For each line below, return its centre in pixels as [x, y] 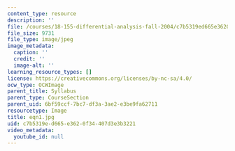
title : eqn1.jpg [31, 117]
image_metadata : [31, 46]
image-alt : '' [34, 65]
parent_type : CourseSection [48, 98]
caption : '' [31, 53]
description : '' [31, 20]
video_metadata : [31, 130]
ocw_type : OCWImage [36, 85]
